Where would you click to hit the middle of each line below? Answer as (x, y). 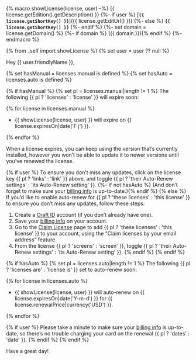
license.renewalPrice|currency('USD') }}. (64, 304)
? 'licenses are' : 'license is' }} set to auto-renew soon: (72, 269)
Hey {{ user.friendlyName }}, (40, 62)
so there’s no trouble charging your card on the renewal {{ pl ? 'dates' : (105, 333)
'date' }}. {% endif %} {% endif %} (48, 340)
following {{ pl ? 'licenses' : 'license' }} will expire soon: (73, 97)
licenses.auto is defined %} (39, 79)
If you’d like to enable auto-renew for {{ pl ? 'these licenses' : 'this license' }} (98, 197)
